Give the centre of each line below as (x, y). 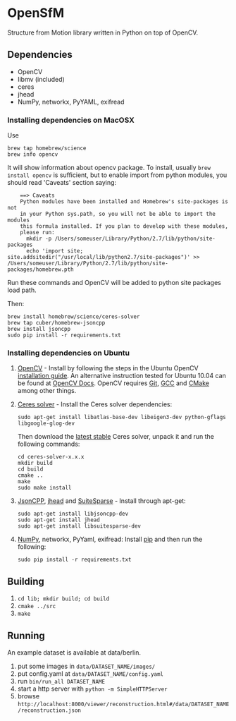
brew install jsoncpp (39, 329)
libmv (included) (41, 79)
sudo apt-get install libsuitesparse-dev (79, 526)
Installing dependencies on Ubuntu (69, 353)
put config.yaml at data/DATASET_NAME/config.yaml (91, 673)
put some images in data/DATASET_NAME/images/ (86, 666)
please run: (37, 233)
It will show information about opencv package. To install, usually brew (109, 168)
